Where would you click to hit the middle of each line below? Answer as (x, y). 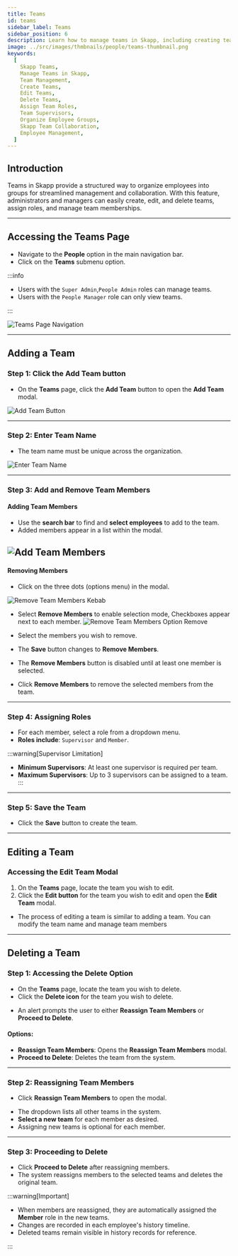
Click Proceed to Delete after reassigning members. (93, 1167)
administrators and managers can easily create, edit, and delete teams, (111, 200)
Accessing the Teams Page (68, 237)
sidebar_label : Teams (39, 27)
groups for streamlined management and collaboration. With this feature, (113, 193)
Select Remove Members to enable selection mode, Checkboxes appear (124, 614)
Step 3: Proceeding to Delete (58, 1152)
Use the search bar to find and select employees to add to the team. (118, 522)
